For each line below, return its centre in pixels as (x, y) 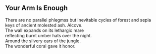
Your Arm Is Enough (36, 8)
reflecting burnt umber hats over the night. (49, 35)
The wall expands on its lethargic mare (45, 30)
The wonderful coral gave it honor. (40, 46)
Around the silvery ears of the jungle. (43, 41)
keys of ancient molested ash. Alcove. (44, 25)
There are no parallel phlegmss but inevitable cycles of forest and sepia (78, 20)
